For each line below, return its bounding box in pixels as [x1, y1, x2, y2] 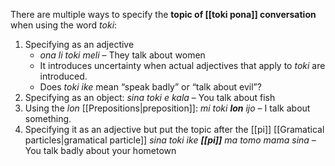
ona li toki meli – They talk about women [39, 49, 206, 61]
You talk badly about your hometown [24, 145, 177, 156]
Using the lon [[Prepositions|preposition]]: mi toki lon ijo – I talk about [24, 102, 311, 114]
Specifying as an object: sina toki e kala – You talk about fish [24, 92, 276, 103]
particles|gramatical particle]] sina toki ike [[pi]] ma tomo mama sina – [24, 134, 317, 146]
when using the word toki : [10, 19, 118, 31]
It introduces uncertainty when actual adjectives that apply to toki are [39, 60, 326, 71]
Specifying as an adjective [24, 39, 135, 50]
